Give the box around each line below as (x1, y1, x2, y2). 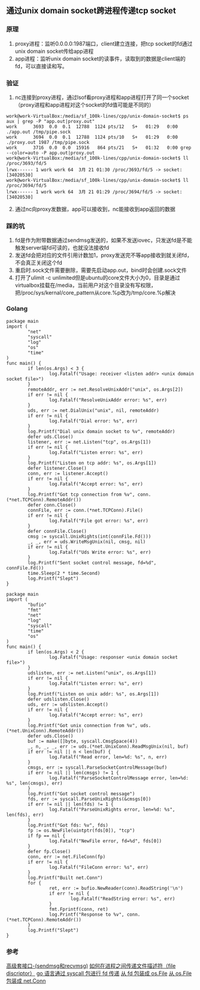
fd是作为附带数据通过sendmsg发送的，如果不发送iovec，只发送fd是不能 (14, 236, 193, 244)
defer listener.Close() (28, 465, 87, 471)
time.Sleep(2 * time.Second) (28, 570, 101, 576)
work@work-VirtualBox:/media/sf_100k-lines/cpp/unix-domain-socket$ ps (6, 113, 189, 119)
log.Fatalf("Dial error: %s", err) (49, 418, 138, 424)
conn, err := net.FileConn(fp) (28, 854, 106, 860)
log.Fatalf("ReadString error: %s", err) (70, 896, 175, 902)
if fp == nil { (28, 833, 66, 839)
